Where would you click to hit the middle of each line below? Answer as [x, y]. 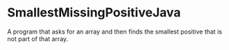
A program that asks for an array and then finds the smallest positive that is [114, 32]
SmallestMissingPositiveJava [94, 13]
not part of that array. [38, 38]
